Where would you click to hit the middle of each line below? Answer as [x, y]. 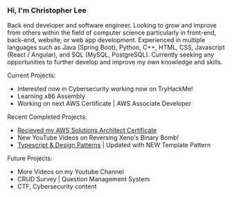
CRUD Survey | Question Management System [83, 179]
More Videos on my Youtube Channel [71, 172]
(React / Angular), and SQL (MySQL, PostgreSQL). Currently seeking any [111, 55]
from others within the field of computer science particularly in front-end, [112, 32]
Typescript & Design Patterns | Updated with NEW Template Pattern [114, 145]
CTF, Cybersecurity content [57, 187]
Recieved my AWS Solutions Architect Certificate [87, 131]
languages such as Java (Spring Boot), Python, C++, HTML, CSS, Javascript [116, 48]
